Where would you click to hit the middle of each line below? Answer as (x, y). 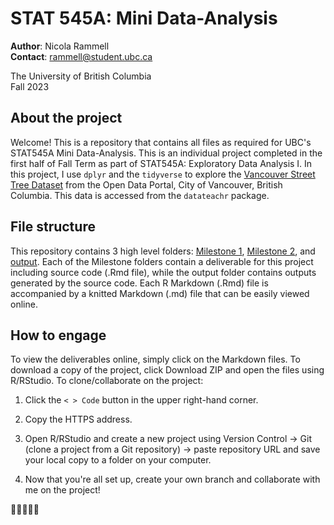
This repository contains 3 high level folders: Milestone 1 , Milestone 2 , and (163, 251)
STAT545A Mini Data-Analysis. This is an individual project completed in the (166, 153)
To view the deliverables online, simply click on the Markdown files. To (155, 359)
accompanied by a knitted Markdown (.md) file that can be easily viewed (160, 293)
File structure (53, 227)
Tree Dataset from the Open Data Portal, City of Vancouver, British (146, 184)
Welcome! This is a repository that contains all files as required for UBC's (161, 142)
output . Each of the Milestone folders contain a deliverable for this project (162, 261)
